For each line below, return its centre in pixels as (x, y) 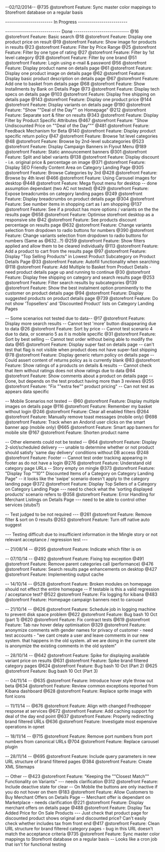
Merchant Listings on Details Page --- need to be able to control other (76, 500)
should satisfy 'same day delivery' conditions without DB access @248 (77, 452)
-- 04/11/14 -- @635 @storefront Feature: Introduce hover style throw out (79, 681)
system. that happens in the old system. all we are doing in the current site (80, 640)
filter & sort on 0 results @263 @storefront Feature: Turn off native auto (77, 520)
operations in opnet (25, 727)
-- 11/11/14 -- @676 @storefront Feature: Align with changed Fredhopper (78, 706)
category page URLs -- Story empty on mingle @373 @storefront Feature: (80, 468)
